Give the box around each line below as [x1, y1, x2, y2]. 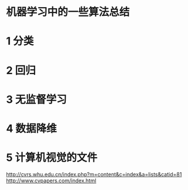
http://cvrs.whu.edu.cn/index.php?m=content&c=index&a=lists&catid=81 [6, 171, 182, 178]
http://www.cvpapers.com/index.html [6, 177, 97, 184]
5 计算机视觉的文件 [6, 151, 98, 165]
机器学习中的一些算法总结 [6, 5, 130, 19]
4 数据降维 [6, 122, 57, 135]
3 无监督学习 [6, 92, 67, 106]
